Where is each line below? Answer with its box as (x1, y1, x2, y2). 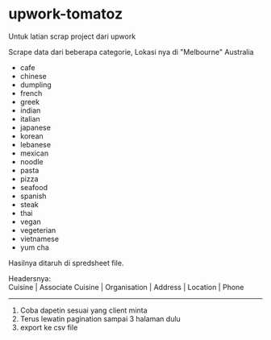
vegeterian (19, 225, 56, 234)
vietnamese (19, 234, 59, 243)
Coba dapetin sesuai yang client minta (19, 305, 148, 315)
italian (19, 114, 40, 123)
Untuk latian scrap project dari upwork (8, 31, 136, 41)
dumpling (19, 80, 52, 89)
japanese (19, 122, 51, 132)
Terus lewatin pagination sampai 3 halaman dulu (19, 313, 181, 323)
